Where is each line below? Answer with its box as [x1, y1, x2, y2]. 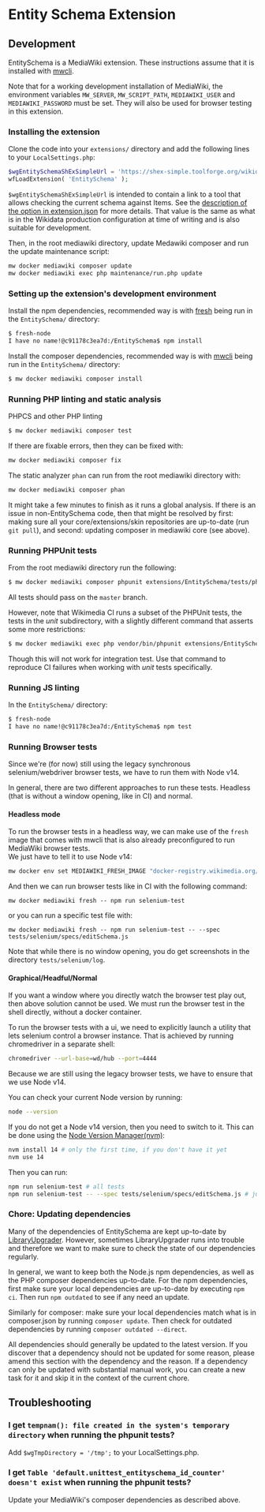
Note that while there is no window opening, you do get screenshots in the [8, 947, 250, 956]
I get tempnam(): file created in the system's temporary [8, 1420, 230, 1431]
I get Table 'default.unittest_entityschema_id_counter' [8, 1467, 226, 1478]
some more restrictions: [8, 624, 85, 634]
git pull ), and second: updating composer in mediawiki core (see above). [8, 525, 250, 534]
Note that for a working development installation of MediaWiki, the [8, 81, 223, 91]
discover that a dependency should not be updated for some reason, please [8, 1348, 255, 1357]
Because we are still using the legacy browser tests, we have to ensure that [8, 1069, 253, 1079]
